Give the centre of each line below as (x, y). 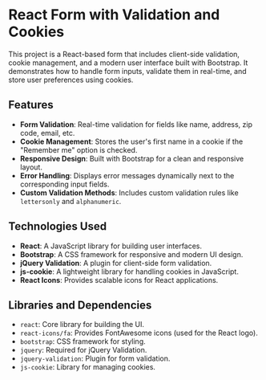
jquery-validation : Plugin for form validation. (95, 358)
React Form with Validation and (114, 15)
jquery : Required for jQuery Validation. (83, 350)
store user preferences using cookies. (71, 80)
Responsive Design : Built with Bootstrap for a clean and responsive (132, 158)
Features (31, 105)
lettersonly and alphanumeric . (71, 201)
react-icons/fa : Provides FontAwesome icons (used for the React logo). (139, 333)
